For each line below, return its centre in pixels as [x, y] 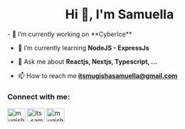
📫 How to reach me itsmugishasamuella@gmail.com [97, 75]
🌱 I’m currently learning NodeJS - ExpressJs [83, 47]
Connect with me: [39, 96]
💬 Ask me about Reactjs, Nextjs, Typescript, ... [88, 61]
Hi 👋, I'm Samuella [120, 15]
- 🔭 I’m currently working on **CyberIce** [70, 34]
